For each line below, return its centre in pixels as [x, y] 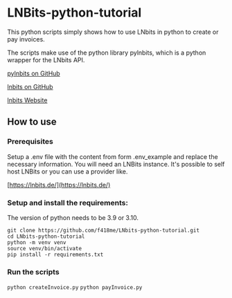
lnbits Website [27, 100]
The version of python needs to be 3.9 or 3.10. [73, 217]
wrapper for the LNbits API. [46, 59]
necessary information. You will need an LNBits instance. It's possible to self [116, 164]
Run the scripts [34, 272]
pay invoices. [26, 39]
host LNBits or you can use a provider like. [68, 171]
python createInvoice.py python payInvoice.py [75, 288]
